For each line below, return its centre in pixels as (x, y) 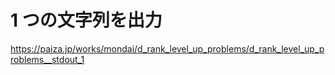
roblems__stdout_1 (47, 59)
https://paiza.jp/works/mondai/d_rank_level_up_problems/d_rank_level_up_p (167, 48)
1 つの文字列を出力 (86, 20)
